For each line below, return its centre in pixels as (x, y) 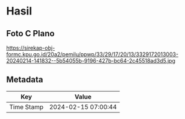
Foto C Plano (30, 34)
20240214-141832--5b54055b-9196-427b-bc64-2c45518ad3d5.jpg (91, 61)
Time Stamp (27, 107)
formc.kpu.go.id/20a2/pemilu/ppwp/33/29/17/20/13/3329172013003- (92, 54)
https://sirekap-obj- (31, 48)
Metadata (25, 80)
